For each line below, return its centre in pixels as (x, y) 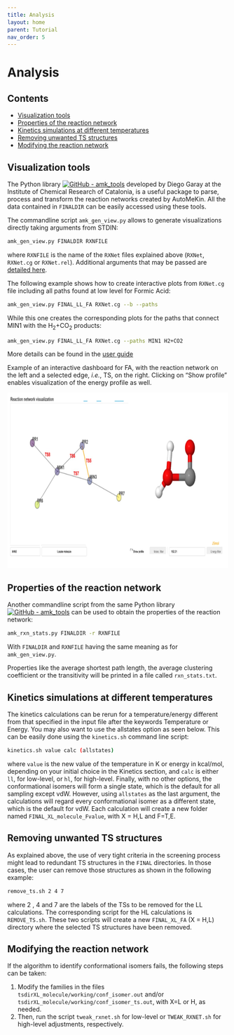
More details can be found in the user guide (70, 354)
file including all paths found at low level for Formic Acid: (89, 291)
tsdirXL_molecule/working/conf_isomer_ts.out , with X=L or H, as (111, 1002)
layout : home (26, 22)
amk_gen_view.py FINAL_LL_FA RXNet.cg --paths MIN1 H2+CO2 (95, 341)
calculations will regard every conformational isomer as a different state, (111, 801)
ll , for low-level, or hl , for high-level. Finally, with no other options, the (110, 779)
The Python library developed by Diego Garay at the (115, 184)
